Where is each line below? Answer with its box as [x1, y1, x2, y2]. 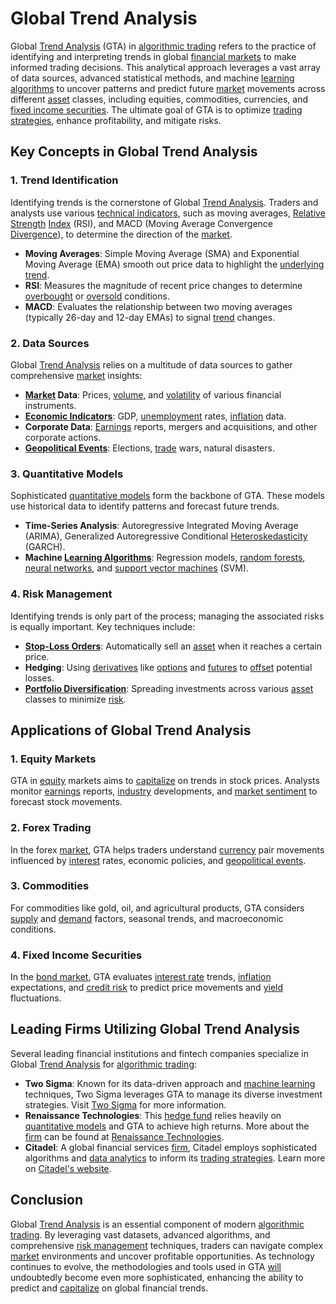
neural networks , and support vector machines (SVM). [24, 562, 250, 574]
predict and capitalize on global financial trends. [10, 1282, 209, 1294]
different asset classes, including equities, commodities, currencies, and [10, 93, 309, 105]
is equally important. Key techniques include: [10, 620, 196, 632]
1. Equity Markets [10, 752, 97, 766]
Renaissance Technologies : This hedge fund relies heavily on [24, 1109, 282, 1121]
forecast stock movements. [10, 796, 123, 808]
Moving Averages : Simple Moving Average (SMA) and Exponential [24, 247, 300, 259]
